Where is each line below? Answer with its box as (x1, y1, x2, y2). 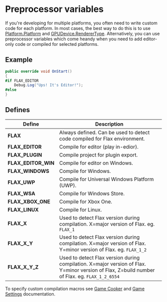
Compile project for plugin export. (59, 151, 138, 158)
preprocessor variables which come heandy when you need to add (5, 36, 143, 42)
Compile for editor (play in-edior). (59, 143, 139, 150)
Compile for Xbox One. (59, 198, 113, 205)
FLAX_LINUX (7, 206, 39, 213)
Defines (5, 106, 30, 114)
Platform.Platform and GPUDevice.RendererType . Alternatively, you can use (5, 30, 160, 36)
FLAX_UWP (7, 178, 35, 185)
